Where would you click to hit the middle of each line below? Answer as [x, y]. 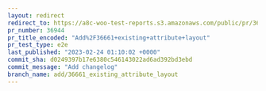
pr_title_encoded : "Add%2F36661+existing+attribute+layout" [109, 38]
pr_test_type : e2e [38, 45]
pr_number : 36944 [36, 30]
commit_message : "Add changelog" [63, 67]
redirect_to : [29, 23]
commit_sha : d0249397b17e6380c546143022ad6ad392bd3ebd [100, 60]
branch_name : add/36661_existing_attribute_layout [93, 74]
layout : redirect [36, 15]
